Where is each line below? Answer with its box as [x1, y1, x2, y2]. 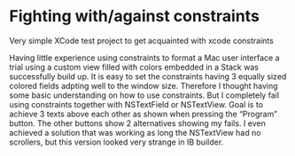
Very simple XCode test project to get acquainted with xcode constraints [9, 35, 275, 46]
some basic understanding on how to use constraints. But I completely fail [9, 90, 280, 100]
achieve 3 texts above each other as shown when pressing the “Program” [9, 108, 277, 119]
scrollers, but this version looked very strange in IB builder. [9, 137, 224, 147]
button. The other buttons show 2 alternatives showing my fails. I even [9, 117, 266, 129]
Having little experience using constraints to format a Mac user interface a [9, 52, 281, 63]
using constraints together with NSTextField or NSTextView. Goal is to [9, 99, 264, 109]
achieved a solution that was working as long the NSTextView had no [9, 127, 261, 137]
